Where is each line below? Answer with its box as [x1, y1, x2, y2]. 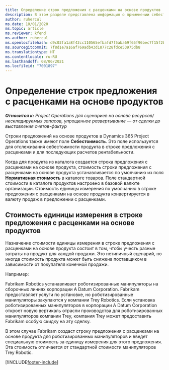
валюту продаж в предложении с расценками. [5, 196, 107, 202]
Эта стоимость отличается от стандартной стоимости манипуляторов [5, 344, 156, 350]
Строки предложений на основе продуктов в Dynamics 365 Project [5, 133, 149, 139]
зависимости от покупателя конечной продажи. [5, 261, 109, 267]
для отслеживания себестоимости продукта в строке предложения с [5, 144, 155, 150]
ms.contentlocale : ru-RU [5, 54, 57, 59]
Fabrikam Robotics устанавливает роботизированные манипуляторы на [5, 280, 158, 287]
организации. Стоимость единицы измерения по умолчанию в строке [5, 186, 157, 192]
